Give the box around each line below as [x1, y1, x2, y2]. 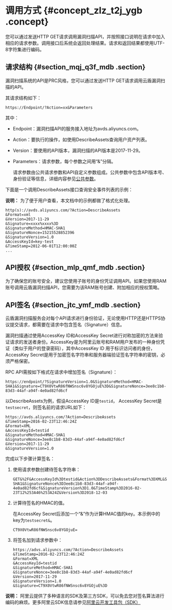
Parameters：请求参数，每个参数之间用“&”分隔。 [12, 158, 116, 164]
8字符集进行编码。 [5, 46, 45, 52]
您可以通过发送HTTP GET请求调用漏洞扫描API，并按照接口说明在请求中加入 [5, 33, 165, 40]
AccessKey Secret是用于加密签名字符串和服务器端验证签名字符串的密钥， [5, 352, 161, 358]
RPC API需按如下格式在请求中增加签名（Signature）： [5, 369, 118, 375]
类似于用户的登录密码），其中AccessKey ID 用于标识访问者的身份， [14, 345, 155, 351]
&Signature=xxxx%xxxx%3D [5, 221, 59, 226]
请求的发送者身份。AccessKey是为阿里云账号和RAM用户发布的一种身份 [9, 339, 161, 345]
